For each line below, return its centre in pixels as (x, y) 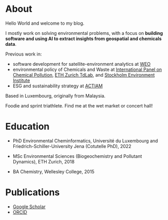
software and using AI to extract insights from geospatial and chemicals (83, 39)
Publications (33, 192)
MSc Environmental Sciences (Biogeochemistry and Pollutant (77, 156)
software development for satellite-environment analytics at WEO (82, 64)
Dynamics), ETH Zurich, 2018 (44, 161)
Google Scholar (29, 207)
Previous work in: (24, 54)
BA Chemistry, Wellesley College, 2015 (54, 171)
